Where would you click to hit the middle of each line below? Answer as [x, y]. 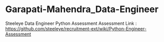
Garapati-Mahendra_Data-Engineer [82, 9]
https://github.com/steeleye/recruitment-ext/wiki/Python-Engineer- [76, 28]
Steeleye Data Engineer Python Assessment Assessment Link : [71, 23]
